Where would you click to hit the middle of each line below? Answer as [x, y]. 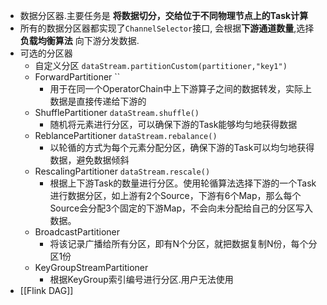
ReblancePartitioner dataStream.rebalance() [126, 135]
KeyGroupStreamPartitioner [91, 267]
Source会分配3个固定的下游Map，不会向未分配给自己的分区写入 [181, 208]
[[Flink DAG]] [46, 290]
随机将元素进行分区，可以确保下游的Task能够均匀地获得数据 [173, 124]
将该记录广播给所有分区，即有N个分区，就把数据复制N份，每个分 [183, 243]
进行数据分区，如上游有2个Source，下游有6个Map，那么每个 [175, 195]
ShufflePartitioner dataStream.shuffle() [117, 112]
